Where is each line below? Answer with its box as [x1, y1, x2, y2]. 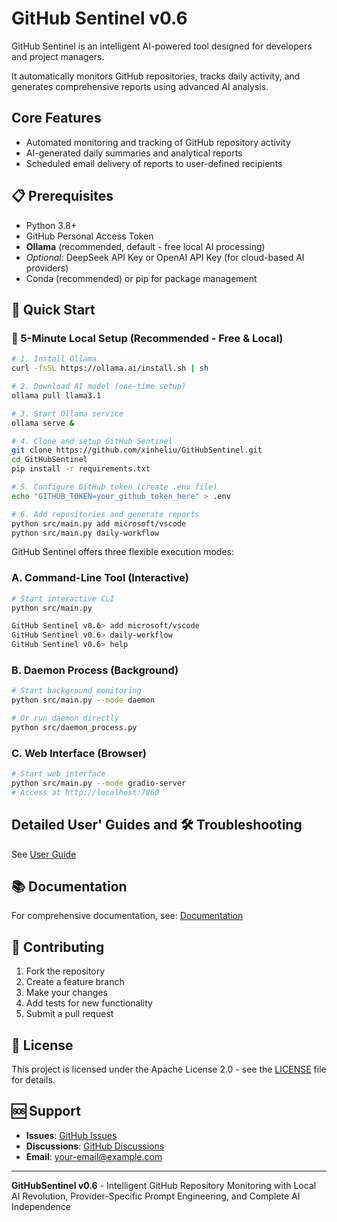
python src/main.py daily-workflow [11, 528, 160, 538]
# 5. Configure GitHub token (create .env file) [11, 482, 218, 492]
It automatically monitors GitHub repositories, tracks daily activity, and [11, 70, 301, 82]
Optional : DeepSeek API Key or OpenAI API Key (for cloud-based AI [25, 251, 305, 263]
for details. [11, 1074, 56, 1086]
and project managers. [11, 50, 105, 62]
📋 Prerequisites [11, 188, 114, 205]
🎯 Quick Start [11, 301, 96, 318]
